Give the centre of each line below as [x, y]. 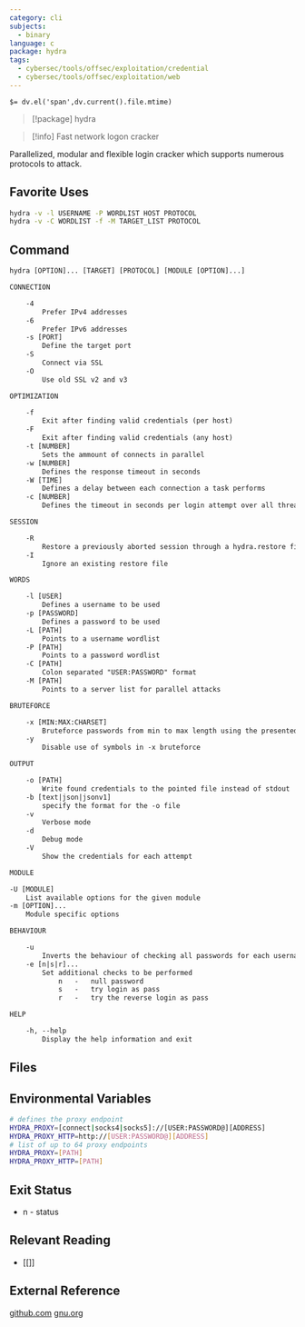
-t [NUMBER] [48, 446]
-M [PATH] [44, 681]
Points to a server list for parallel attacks [132, 689]
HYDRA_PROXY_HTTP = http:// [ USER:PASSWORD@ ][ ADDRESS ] [109, 1136]
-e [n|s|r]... [52, 964]
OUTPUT [22, 764]
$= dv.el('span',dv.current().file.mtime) [91, 102]
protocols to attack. [46, 164]
